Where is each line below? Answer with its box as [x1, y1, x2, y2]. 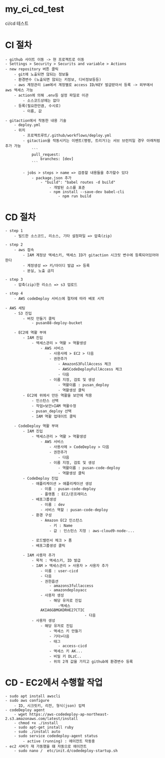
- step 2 [5, 242, 23, 247]
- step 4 [5, 291, 23, 296]
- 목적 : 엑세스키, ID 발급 [31, 558, 81, 563]
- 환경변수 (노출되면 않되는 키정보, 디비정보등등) [14, 77, 101, 82]
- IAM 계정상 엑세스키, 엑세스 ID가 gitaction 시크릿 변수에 [23, 253, 133, 258]
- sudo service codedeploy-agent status [14, 733, 98, 738]
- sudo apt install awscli [5, 693, 61, 699]
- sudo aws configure [5, 698, 50, 703]
